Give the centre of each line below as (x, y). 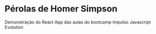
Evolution (14, 27)
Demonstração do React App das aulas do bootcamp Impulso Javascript (78, 22)
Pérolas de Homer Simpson (61, 9)
